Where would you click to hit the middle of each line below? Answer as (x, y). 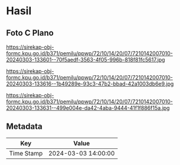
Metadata (24, 127)
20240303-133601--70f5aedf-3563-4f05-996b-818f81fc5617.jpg (86, 60)
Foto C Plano (30, 33)
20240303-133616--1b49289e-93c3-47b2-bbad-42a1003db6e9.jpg (90, 84)
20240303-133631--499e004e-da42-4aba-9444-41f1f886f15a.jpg (88, 108)
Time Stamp (26, 153)
